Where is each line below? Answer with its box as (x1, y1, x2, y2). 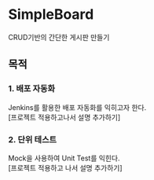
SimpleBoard (8, 6, 94, 24)
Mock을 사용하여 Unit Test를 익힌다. (8, 153, 120, 163)
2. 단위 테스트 (8, 134, 57, 145)
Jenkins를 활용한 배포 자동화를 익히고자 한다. (8, 102, 147, 112)
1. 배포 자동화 (8, 83, 56, 94)
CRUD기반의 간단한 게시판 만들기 (8, 32, 110, 42)
